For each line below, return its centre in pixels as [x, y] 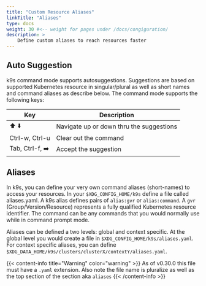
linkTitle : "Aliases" [34, 18]
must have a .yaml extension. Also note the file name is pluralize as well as [101, 269]
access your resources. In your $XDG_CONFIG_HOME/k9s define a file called [97, 193]
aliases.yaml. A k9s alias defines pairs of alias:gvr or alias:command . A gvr [101, 200]
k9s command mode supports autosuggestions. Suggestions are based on [101, 80]
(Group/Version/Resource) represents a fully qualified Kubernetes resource [101, 207]
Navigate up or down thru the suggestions [117, 126]
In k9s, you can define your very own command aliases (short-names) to [98, 187]
